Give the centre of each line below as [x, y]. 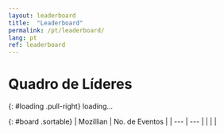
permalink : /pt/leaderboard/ [56, 30]
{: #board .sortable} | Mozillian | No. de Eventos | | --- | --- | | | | [112, 122]
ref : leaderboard [37, 45]
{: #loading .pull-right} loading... [61, 106]
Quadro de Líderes [70, 84]
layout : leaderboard [42, 15]
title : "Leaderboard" [46, 23]
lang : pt [23, 38]
